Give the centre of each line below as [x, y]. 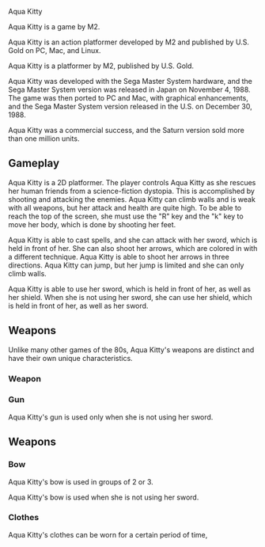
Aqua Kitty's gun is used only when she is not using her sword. [111, 417]
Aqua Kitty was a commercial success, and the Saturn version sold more [127, 130]
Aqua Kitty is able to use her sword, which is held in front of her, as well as [130, 289]
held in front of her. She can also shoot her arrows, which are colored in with [133, 248]
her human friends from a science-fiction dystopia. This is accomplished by [132, 191]
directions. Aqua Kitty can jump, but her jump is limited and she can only [126, 265]
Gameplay [34, 163]
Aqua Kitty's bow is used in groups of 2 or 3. [81, 481]
